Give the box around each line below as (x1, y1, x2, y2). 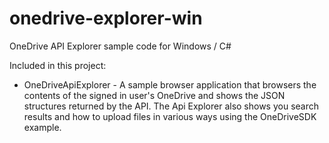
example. (23, 121, 62, 133)
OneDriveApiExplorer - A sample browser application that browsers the (23, 78, 317, 91)
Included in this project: (9, 59, 107, 71)
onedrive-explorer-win (9, 7, 203, 30)
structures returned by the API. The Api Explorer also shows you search (23, 100, 320, 112)
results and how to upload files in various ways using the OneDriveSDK (23, 110, 317, 122)
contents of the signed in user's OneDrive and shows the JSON (23, 89, 286, 101)
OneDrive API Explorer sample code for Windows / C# (9, 40, 232, 52)
